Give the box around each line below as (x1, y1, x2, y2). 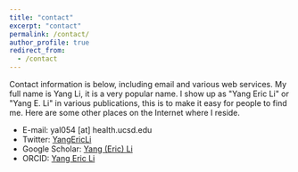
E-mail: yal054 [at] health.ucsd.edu (21, 125, 153, 135)
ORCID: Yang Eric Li (21, 153, 95, 163)
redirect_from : (9, 46, 66, 55)
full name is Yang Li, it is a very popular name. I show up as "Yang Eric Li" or (9, 88, 290, 99)
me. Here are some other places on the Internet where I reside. (9, 108, 241, 118)
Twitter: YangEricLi (21, 135, 92, 144)
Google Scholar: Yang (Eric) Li (21, 143, 134, 154)
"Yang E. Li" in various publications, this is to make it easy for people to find (9, 98, 287, 108)
